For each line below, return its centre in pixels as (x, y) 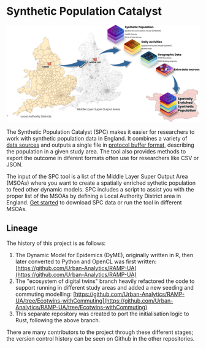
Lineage (22, 228)
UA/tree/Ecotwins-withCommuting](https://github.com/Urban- (94, 300)
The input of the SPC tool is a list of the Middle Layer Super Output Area (97, 176)
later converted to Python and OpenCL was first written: (86, 261)
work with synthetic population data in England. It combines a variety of (97, 138)
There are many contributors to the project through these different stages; (100, 332)
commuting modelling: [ (45, 294)
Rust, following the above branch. (58, 320)
